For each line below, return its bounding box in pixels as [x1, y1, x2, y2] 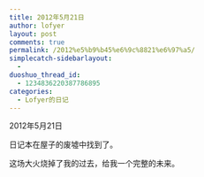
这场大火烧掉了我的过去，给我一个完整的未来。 [9, 158, 179, 169]
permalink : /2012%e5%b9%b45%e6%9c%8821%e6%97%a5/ [9, 46, 196, 55]
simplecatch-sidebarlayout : [9, 54, 113, 63]
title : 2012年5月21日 [9, 12, 85, 22]
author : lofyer [9, 21, 65, 30]
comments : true [9, 37, 65, 47]
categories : [9, 87, 53, 96]
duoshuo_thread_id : [9, 71, 81, 80]
